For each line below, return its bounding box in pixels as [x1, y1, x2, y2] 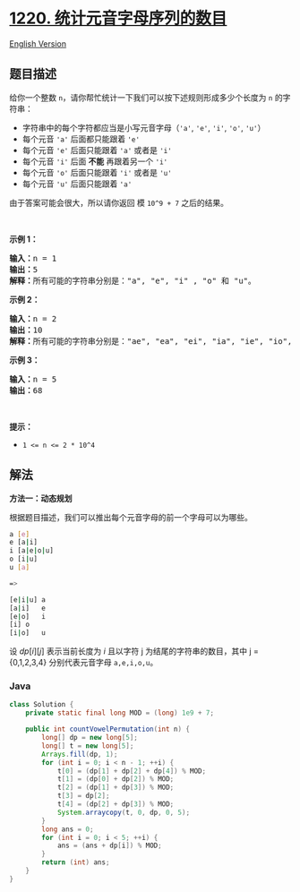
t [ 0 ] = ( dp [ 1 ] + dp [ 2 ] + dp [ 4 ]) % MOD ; [56, 767, 207, 776]
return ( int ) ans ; [41, 858, 110, 867]
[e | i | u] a [9, 595, 47, 605]
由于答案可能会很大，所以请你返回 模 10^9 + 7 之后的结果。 [9, 197, 229, 208]
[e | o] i [9, 612, 47, 621]
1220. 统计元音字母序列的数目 [9, 8, 227, 29]
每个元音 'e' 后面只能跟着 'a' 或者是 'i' [21, 144, 172, 155]
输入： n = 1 [9, 253, 57, 263]
